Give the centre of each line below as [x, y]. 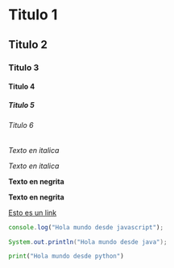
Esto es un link [33, 212]
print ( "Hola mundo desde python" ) [66, 256]
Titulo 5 [21, 105]
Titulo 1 [33, 15]
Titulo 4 [22, 87]
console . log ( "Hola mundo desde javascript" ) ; [86, 227]
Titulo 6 [21, 126]
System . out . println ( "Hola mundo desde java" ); [88, 242]
